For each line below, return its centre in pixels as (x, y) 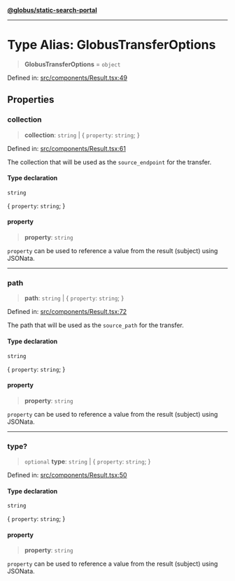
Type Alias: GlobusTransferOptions (112, 45)
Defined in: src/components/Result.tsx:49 (67, 78)
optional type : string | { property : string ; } (87, 461)
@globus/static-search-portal (52, 10)
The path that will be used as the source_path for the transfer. (95, 325)
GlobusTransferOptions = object (72, 64)
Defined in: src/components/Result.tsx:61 (66, 148)
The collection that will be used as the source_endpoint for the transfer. (109, 162)
